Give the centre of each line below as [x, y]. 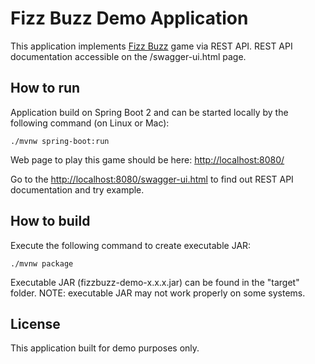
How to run [45, 88]
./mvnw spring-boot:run [60, 141]
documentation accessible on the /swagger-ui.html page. [128, 56]
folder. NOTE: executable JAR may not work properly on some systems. [158, 293]
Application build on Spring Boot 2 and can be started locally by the [149, 112]
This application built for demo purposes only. [105, 348]
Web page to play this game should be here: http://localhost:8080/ [147, 159]
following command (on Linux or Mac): [90, 123]
